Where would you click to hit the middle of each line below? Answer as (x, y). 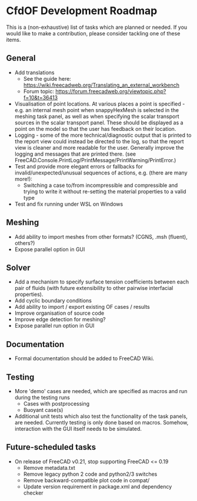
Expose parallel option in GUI (50, 249)
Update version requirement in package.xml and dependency (98, 486)
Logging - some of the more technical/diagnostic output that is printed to (103, 135)
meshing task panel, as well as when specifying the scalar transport (97, 116)
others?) (25, 243)
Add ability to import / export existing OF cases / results (82, 307)
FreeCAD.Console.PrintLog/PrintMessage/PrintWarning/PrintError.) (95, 160)
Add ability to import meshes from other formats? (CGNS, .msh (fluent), (101, 236)
